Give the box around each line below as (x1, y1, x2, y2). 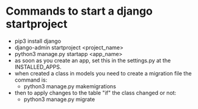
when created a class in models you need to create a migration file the (14, 69, 192, 77)
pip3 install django (14, 37, 62, 44)
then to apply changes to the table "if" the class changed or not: (14, 89, 177, 96)
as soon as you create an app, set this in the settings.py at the (14, 57, 171, 64)
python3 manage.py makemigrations (23, 82, 117, 90)
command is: (14, 76, 48, 83)
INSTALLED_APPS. (14, 63, 62, 71)
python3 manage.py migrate (23, 96, 95, 103)
